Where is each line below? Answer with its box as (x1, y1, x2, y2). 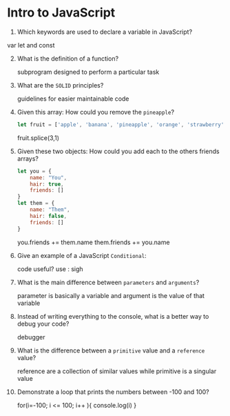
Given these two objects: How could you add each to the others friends (17, 147, 220, 155)
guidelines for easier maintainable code (17, 95, 129, 103)
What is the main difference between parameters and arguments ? (17, 278, 200, 286)
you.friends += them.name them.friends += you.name (17, 238, 170, 246)
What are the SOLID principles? (17, 81, 104, 89)
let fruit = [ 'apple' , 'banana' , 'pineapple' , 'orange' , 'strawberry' (17, 121, 224, 128)
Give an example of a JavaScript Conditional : (17, 251, 147, 259)
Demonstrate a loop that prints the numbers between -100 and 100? (17, 388, 210, 396)
